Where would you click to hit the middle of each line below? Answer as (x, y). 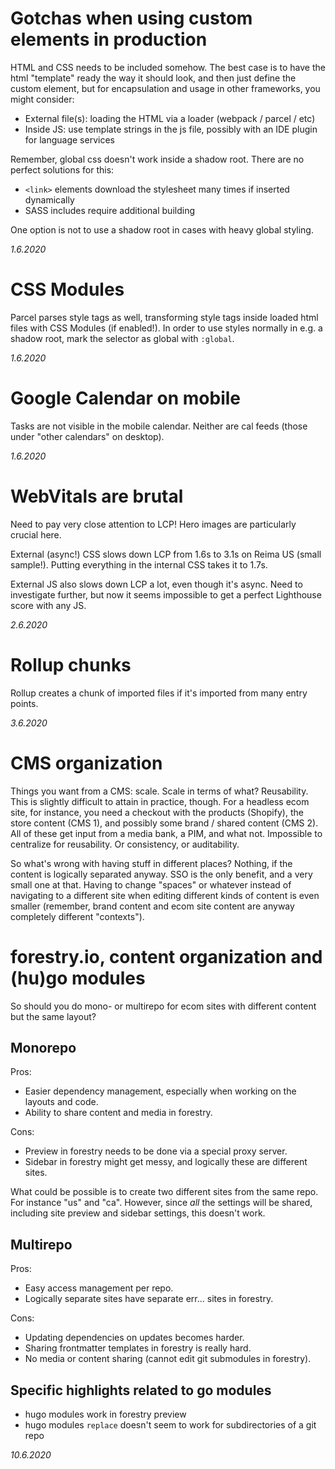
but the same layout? (53, 1016)
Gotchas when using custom (131, 18)
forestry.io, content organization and (166, 956)
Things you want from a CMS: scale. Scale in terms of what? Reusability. (159, 791)
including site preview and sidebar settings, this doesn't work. (138, 1213)
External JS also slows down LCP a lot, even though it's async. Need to (156, 584)
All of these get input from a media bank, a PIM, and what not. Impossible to (166, 833)
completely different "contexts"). (77, 916)
